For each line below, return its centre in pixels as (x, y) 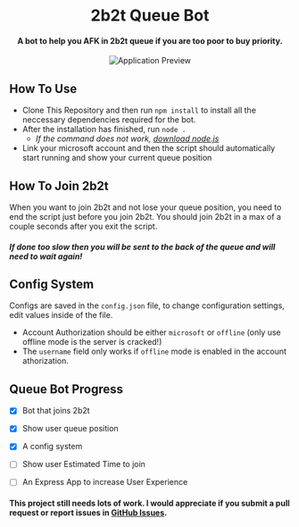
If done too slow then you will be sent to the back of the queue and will (142, 247)
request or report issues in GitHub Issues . (88, 513)
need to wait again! (46, 256)
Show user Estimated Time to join (83, 464)
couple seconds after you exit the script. (83, 226)
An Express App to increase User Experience (105, 482)
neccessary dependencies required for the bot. (109, 120)
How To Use (43, 89)
